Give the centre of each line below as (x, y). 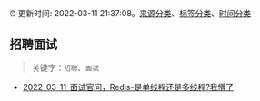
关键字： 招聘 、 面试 (65, 68)
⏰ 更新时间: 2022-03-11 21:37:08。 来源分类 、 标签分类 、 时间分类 (130, 13)
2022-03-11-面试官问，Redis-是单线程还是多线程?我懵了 (128, 87)
